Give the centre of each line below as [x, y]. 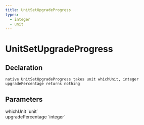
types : [12, 15]
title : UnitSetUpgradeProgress [38, 10]
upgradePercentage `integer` [35, 117]
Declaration [24, 68]
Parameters [24, 99]
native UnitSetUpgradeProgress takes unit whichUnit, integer [72, 79]
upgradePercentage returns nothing [43, 84]
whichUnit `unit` [22, 111]
